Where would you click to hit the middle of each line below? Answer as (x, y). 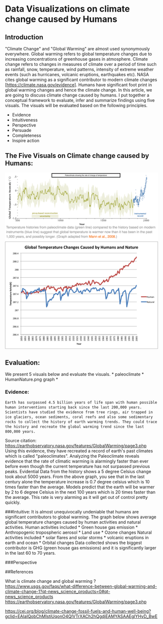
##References (19, 572)
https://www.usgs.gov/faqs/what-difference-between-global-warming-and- (81, 586)
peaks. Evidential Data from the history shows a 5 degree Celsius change (78, 472)
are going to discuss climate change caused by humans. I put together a (77, 95)
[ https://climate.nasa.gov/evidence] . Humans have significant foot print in (78, 85)
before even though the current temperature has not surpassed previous (78, 466)
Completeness (26, 135)
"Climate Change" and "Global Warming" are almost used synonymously (78, 49)
